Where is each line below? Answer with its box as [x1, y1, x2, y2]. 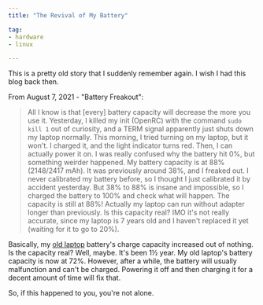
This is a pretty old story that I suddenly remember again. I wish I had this [8, 68, 246, 79]
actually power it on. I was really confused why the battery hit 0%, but [27, 149, 255, 159]
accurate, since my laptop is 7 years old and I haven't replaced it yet [27, 216, 250, 226]
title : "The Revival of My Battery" [8, 11, 128, 20]
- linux [8, 40, 34, 48]
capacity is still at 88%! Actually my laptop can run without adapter [27, 200, 246, 209]
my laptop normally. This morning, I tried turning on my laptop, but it [27, 133, 249, 142]
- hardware [8, 33, 44, 41]
